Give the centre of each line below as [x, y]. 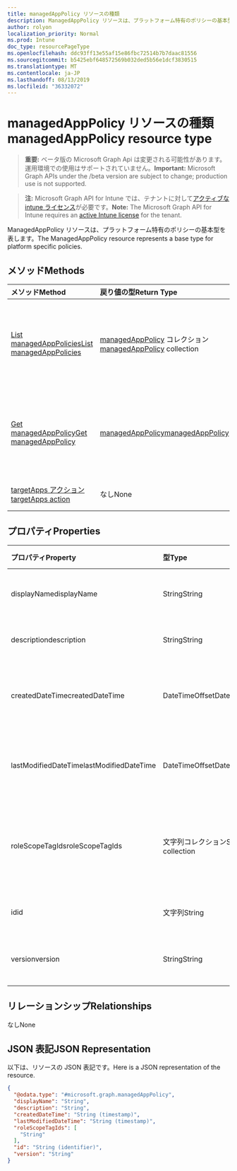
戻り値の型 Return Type [139, 292]
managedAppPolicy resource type [110, 139]
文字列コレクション [195, 841]
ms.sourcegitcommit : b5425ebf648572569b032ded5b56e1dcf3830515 [102, 60]
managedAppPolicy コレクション [154, 339]
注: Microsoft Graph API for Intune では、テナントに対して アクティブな [127, 198]
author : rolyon [30, 27]
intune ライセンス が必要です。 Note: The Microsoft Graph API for [118, 207]
